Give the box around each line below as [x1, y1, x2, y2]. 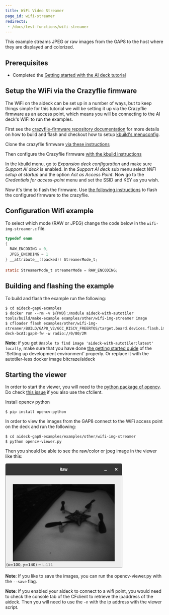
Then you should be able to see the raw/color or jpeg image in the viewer [5, 448, 157, 454]
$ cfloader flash [5, 321, 42, 326]
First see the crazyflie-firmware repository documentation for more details [5, 126, 159, 132]
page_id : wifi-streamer [5, 13, 55, 19]
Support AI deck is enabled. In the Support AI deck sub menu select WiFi [5, 166, 156, 172]
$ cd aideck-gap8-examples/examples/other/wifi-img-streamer [5, 434, 136, 439]
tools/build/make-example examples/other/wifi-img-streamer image [5, 316, 147, 321]
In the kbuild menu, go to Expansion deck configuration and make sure [5, 161, 152, 167]
